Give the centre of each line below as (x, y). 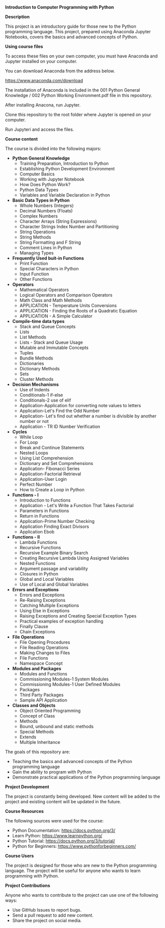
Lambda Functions (38, 542)
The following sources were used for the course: (54, 821)
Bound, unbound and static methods (56, 726)
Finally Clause (34, 626)
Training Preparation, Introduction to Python (64, 163)
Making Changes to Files (45, 653)
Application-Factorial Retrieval (50, 474)
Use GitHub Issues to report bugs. (47, 910)
